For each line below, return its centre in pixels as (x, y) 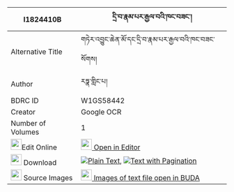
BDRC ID (25, 101)
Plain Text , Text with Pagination (142, 161)
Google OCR (101, 112)
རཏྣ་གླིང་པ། (94, 81)
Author (22, 84)
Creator (23, 112)
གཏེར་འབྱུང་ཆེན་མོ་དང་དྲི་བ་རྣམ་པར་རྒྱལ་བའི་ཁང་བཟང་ (148, 39)
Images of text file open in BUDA (147, 178)
